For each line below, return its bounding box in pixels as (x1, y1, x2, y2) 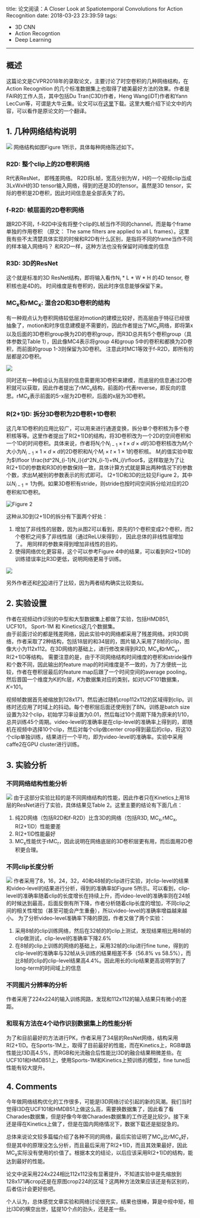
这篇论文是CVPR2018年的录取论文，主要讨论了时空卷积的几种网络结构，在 (6, 77, 189, 85)
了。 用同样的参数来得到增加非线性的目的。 (14, 540, 121, 547)
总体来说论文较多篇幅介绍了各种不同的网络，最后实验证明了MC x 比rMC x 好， (6, 1133, 192, 1142)
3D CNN (14, 23, 36, 30)
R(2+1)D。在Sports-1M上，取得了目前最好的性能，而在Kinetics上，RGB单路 (6, 1041, 192, 1049)
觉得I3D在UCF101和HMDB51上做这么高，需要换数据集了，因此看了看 (6, 1106, 174, 1113)
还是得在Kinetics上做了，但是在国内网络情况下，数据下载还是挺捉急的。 (6, 1121, 183, 1128)
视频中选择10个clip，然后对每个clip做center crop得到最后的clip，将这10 (16, 726, 192, 733)
